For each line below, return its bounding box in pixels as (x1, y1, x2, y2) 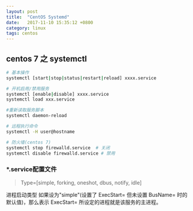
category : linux (6, 25, 46, 31)
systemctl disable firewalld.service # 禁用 (6, 150, 115, 156)
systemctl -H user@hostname (6, 129, 75, 135)
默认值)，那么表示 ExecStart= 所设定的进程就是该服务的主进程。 (6, 198, 162, 206)
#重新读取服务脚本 (6, 107, 44, 113)
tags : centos (6, 31, 38, 36)
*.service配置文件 (6, 165, 57, 173)
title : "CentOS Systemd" (6, 14, 69, 20)
